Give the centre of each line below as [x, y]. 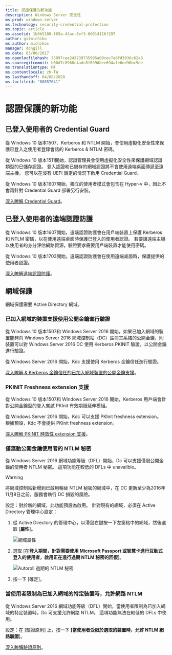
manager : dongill [24, 48]
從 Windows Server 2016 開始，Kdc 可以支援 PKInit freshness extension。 [83, 416]
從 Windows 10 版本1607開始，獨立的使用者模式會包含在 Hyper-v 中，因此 [84, 184]
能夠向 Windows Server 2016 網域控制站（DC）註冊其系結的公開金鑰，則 [87, 338]
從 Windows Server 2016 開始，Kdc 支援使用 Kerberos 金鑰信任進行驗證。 [83, 361]
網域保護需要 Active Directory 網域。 [44, 304]
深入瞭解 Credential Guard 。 [35, 201]
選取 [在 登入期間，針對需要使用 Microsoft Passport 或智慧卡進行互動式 [88, 551]
